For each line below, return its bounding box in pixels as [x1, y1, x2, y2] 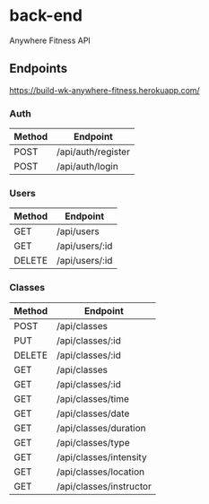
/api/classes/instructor [57, 480, 152, 492]
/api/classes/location [57, 465, 145, 478]
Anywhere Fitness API [9, 35, 91, 46]
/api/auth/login [57, 161, 118, 173]
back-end [9, 5, 83, 26]
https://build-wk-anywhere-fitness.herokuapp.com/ [9, 84, 200, 95]
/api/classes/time [57, 392, 130, 404]
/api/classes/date [57, 407, 130, 420]
